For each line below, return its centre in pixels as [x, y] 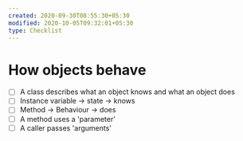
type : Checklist [35, 30]
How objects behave [77, 70]
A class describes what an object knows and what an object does [127, 92]
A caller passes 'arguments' [66, 127]
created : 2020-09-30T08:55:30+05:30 [69, 16]
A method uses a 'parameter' [67, 119]
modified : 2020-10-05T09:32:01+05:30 [71, 23]
